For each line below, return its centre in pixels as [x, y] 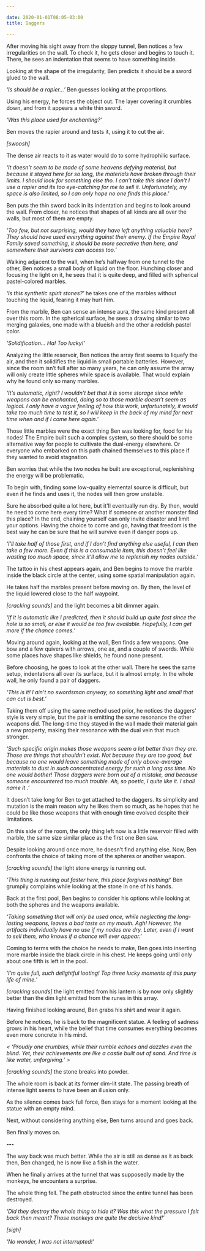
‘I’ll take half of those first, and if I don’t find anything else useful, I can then [102, 543]
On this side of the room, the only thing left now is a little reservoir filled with [102, 831]
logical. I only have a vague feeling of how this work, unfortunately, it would [102, 406]
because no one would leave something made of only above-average [94, 761]
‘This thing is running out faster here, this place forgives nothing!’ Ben [95, 880]
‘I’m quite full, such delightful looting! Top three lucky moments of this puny [102, 973]
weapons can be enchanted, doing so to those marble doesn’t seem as [96, 399]
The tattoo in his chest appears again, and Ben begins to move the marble [99, 568]
